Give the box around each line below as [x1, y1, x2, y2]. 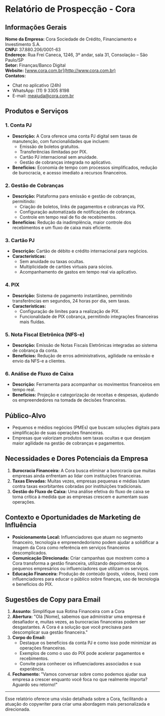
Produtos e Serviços [5, 107, 69, 115]
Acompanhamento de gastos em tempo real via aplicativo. [19, 269, 137, 275]
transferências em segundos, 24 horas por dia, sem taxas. [12, 298, 131, 304]
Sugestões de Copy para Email [5, 595, 101, 604]
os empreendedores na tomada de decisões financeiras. [12, 397, 127, 403]
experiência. [19, 666, 45, 672]
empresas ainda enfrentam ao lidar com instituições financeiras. [12, 473, 142, 478]
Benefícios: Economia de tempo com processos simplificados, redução [12, 164, 158, 170]
